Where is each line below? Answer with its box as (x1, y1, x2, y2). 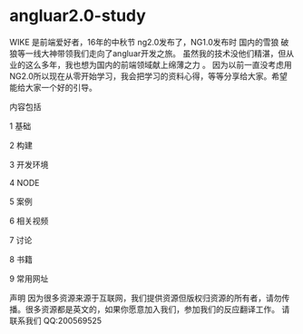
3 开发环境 (9, 159, 49, 170)
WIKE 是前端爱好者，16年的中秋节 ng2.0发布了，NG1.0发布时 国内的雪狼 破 (9, 36, 289, 47)
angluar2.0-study (9, 5, 147, 26)
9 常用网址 (9, 273, 49, 284)
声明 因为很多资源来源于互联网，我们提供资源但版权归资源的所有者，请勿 (9, 292, 282, 303)
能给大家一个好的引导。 (9, 82, 97, 93)
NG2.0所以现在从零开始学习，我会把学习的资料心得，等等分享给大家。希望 (9, 70, 288, 82)
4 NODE (9, 177, 40, 188)
